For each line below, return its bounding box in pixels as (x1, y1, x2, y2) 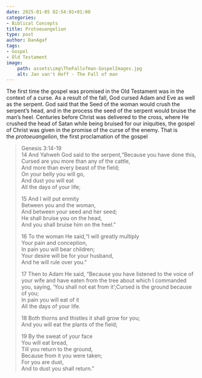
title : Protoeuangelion (6, 26, 67, 32)
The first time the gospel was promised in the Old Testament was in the (6, 88, 184, 95)
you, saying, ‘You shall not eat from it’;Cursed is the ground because (21, 283, 192, 290)
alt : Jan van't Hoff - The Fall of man (17, 71, 118, 77)
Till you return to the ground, (21, 346, 93, 353)
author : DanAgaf (6, 37, 47, 43)
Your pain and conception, (21, 239, 87, 247)
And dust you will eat (21, 177, 74, 184)
